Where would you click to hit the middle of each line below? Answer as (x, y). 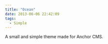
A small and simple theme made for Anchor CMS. (54, 37)
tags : (10, 18)
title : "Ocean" (20, 9)
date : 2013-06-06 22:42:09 (32, 14)
